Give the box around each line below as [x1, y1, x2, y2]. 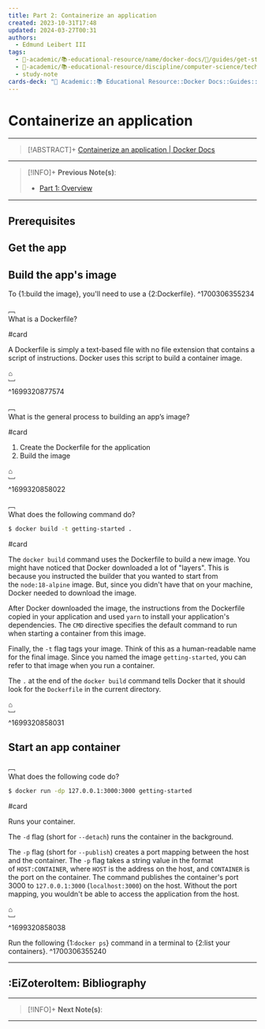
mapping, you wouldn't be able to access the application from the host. [8, 889, 240, 899]
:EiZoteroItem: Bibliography [8, 976, 147, 990]
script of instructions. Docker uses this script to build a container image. [8, 353, 243, 363]
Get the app [8, 242, 67, 255]
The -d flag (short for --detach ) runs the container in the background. [8, 832, 234, 841]
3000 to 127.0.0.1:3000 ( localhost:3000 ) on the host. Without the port [8, 881, 237, 890]
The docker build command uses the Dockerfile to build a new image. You [8, 554, 251, 564]
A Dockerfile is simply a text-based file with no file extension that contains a [8, 345, 255, 355]
